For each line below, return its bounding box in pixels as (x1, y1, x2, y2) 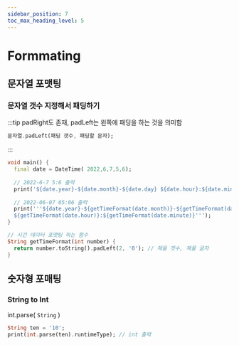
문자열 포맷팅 (7, 78, 62, 90)
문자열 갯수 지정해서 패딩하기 (7, 101, 100, 110)
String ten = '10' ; (7, 324, 65, 331)
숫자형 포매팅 (7, 272, 62, 285)
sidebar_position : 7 (7, 10, 69, 18)
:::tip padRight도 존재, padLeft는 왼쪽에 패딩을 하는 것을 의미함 (7, 118, 183, 127)
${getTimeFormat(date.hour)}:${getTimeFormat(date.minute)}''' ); (14, 212, 212, 219)
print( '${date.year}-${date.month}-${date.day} (14, 186, 158, 193)
